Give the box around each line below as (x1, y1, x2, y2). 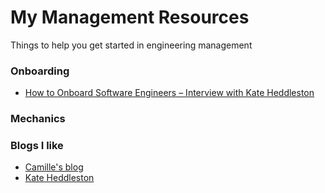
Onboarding (10, 64, 70, 78)
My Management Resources (10, 6, 250, 29)
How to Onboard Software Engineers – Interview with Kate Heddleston (24, 87, 315, 99)
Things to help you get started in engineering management (10, 39, 253, 51)
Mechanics (10, 112, 66, 126)
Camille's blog (24, 161, 84, 173)
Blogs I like (10, 139, 64, 153)
